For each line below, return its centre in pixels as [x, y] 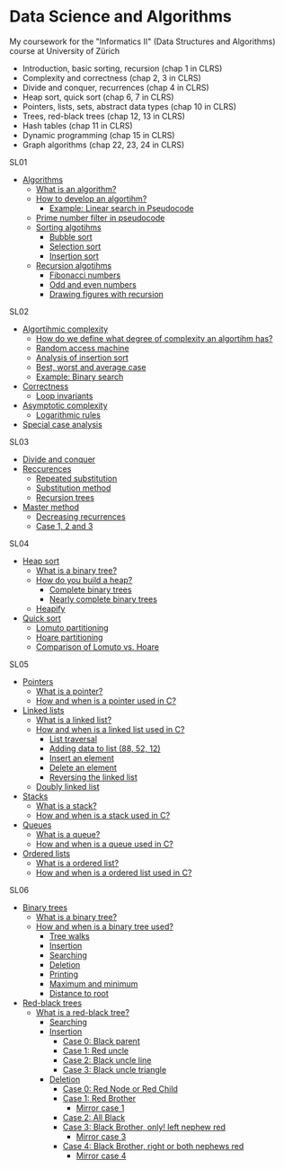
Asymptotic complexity [65, 405]
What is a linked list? [74, 720]
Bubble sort [71, 236]
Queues [37, 825]
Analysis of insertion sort [82, 358]
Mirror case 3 [101, 1136]
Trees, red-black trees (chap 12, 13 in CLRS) [104, 116]
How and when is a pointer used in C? [106, 700]
